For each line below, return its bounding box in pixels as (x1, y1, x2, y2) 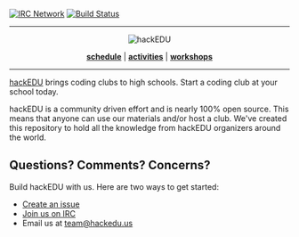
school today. (9, 86, 60, 97)
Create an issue (21, 199, 80, 209)
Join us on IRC (21, 208, 76, 218)
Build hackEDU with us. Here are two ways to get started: (9, 181, 220, 192)
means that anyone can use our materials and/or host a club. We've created (9, 113, 287, 124)
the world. (9, 132, 47, 143)
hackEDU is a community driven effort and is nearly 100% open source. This (9, 103, 289, 114)
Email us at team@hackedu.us (21, 217, 133, 228)
